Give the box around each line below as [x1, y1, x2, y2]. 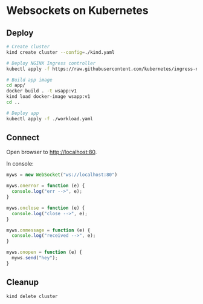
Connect [6, 132, 40, 143]
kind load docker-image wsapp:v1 [6, 94, 91, 100]
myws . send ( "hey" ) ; [11, 255, 59, 261]
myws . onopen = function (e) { [6, 249, 83, 256]
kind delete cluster [6, 293, 59, 299]
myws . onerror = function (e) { [6, 183, 85, 189]
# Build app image [6, 77, 53, 83]
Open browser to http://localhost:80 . [6, 149, 97, 156]
